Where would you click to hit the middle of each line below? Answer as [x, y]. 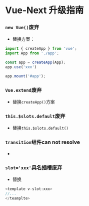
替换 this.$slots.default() [40, 128]
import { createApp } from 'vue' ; [41, 49]
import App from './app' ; [32, 53]
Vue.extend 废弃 [23, 90]
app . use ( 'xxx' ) [21, 67]
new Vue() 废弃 [22, 27]
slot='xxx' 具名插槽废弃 [34, 167]
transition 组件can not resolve [42, 142]
